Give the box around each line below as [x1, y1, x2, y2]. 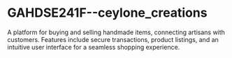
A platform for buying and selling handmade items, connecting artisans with [7, 28, 226, 36]
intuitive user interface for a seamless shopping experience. [7, 43, 180, 51]
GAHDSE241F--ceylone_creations [7, 5, 208, 21]
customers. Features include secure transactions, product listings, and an [7, 35, 219, 43]
